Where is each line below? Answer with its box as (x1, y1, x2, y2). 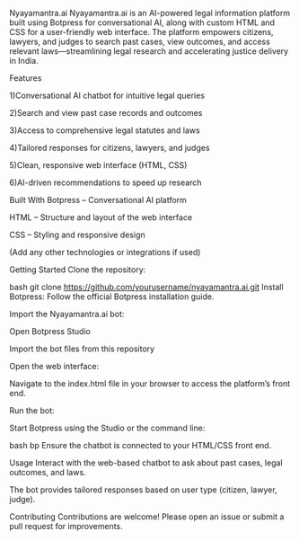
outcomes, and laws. (9, 467, 87, 477)
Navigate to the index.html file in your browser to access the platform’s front (9, 378, 291, 389)
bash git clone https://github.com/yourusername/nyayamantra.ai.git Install (9, 282, 285, 292)
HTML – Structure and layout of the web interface (9, 212, 193, 223)
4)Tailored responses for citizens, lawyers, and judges (9, 143, 210, 153)
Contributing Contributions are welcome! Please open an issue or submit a (9, 511, 285, 522)
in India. (9, 56, 39, 66)
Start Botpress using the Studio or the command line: (9, 422, 206, 433)
